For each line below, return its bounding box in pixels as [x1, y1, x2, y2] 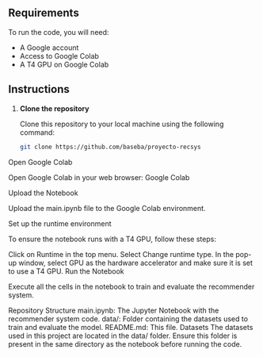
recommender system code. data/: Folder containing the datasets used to [8, 313, 248, 324]
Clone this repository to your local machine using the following [19, 119, 224, 129]
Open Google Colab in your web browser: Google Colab [8, 172, 190, 182]
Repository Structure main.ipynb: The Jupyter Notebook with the [8, 305, 219, 315]
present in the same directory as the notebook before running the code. [8, 339, 242, 348]
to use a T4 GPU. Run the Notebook [8, 266, 124, 276]
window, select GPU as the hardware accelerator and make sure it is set [18, 258, 253, 267]
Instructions [8, 83, 70, 96]
